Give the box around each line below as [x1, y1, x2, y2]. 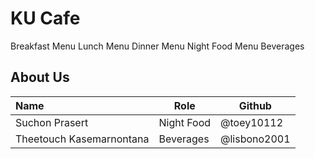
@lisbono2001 [220, 132, 291, 146]
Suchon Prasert [15, 115, 89, 129]
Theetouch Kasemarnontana [15, 132, 150, 146]
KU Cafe [10, 7, 81, 30]
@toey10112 [220, 115, 284, 129]
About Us [10, 69, 70, 86]
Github [238, 98, 272, 112]
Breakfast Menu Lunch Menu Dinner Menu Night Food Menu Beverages [10, 40, 305, 52]
